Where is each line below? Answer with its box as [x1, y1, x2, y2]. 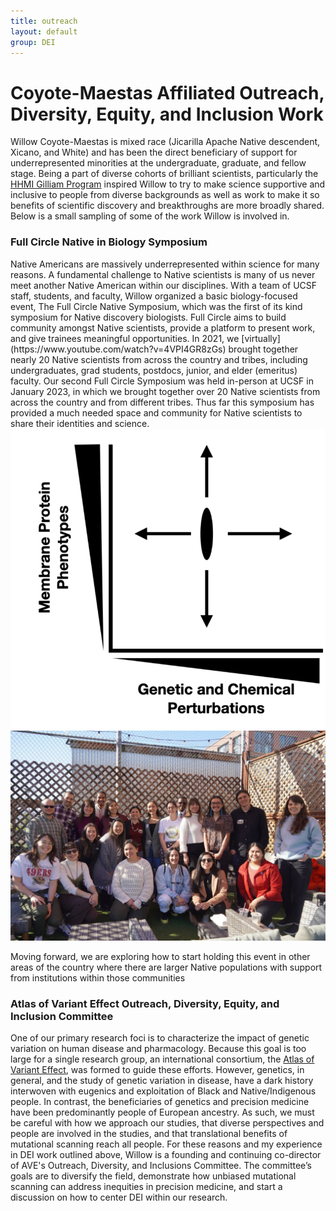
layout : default [10, 26, 78, 37]
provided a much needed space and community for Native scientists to [10, 406, 303, 419]
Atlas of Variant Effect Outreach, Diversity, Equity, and [10, 997, 280, 1010]
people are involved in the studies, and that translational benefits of [10, 1128, 288, 1140]
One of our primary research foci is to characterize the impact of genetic [10, 1032, 310, 1044]
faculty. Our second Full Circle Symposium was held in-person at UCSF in [10, 375, 314, 387]
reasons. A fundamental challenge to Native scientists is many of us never [10, 268, 316, 280]
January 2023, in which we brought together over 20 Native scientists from [10, 385, 321, 397]
